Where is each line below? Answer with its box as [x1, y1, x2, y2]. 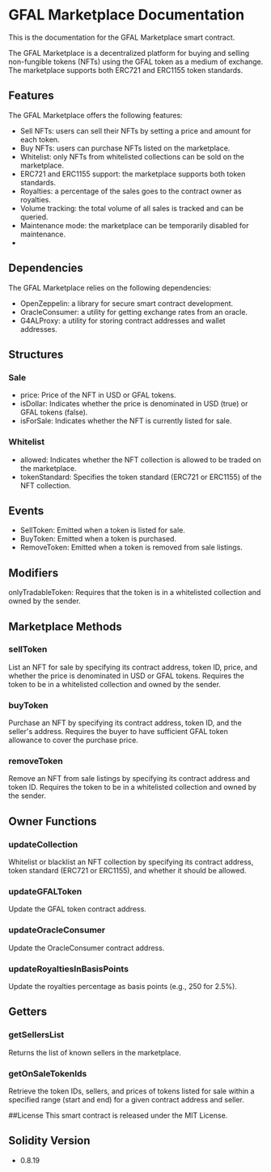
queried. [19, 212, 49, 222]
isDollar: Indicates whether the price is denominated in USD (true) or [19, 399, 248, 409]
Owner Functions [8, 814, 97, 828]
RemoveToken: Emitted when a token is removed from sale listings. [19, 542, 243, 552]
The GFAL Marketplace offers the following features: [8, 110, 184, 120]
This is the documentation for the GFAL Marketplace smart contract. [8, 32, 235, 42]
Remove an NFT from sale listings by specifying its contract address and [8, 774, 251, 783]
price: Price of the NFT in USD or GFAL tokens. [19, 390, 176, 400]
